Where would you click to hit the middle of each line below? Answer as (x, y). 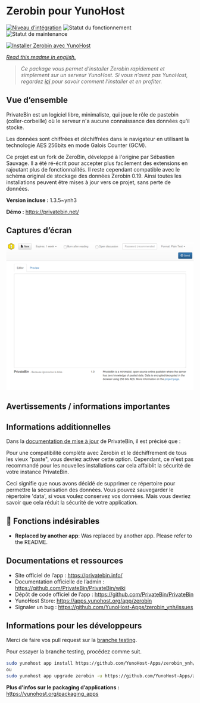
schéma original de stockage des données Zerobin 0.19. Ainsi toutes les (94, 176)
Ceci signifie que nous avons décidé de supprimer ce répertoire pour (91, 483)
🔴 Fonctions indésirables (53, 521)
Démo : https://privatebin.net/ (43, 212)
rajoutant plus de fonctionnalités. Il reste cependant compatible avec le (93, 169)
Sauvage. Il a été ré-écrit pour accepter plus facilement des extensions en (97, 163)
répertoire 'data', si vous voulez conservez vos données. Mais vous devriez (99, 496)
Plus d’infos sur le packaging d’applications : (63, 687)
